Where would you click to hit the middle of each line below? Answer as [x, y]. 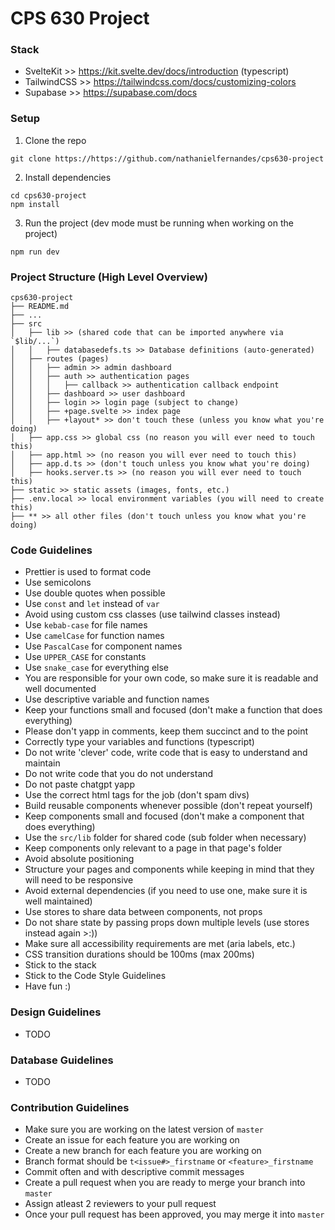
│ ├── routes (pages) [60, 359]
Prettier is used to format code [88, 572]
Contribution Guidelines [70, 1107]
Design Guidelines [56, 1012]
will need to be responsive [79, 880]
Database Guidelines [62, 1060]
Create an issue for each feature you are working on [132, 1140]
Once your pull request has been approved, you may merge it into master [174, 1214]
